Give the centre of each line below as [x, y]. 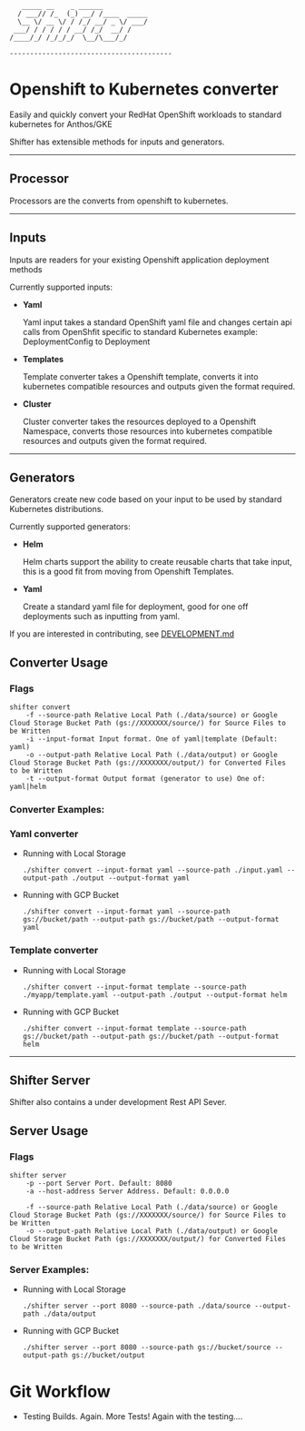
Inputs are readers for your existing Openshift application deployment [139, 260]
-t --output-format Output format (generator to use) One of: [146, 779]
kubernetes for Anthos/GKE [61, 123]
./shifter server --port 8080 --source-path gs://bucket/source [147, 1347]
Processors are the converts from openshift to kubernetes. [119, 201]
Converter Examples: [57, 809]
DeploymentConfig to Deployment [86, 341]
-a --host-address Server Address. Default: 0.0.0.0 [128, 1191]
